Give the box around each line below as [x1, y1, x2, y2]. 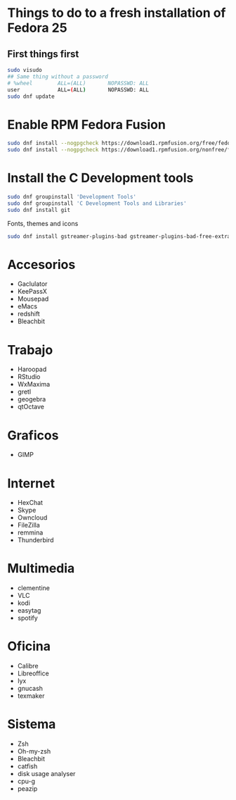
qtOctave [17, 403, 44, 411]
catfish [17, 762, 38, 770]
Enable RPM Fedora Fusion [7, 116, 166, 132]
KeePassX [17, 287, 48, 296]
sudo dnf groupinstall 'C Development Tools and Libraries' [7, 199, 188, 207]
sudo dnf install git [7, 206, 71, 213]
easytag [17, 606, 41, 615]
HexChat [17, 499, 44, 507]
